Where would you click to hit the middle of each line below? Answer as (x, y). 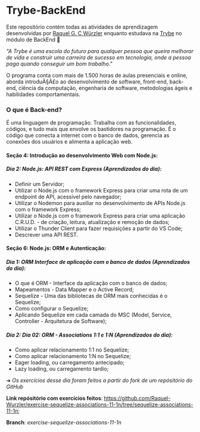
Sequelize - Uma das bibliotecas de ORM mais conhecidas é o (91, 296)
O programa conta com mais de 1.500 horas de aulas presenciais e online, (97, 75)
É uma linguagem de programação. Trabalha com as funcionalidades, (91, 123)
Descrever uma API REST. (46, 234)
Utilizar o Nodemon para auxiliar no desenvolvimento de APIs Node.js (100, 203)
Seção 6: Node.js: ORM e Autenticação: (56, 248)
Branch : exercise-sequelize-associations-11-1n (64, 422)
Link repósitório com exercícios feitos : (54, 398)
